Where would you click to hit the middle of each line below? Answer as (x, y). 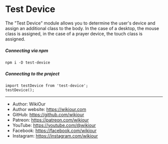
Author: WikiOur (29, 104)
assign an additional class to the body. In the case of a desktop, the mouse (82, 28)
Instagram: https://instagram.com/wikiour (55, 135)
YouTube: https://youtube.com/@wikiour (54, 125)
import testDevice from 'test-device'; (47, 85)
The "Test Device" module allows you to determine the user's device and (80, 23)
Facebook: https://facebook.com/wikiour (54, 130)
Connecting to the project (32, 73)
